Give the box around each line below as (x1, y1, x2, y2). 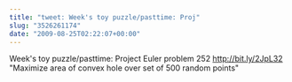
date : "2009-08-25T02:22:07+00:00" (9, 29, 141, 38)
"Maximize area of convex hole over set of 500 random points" (9, 63, 240, 73)
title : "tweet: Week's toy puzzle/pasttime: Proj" (9, 12, 201, 22)
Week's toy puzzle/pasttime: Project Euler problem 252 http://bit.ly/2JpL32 (9, 54, 283, 64)
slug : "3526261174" (9, 21, 82, 30)
